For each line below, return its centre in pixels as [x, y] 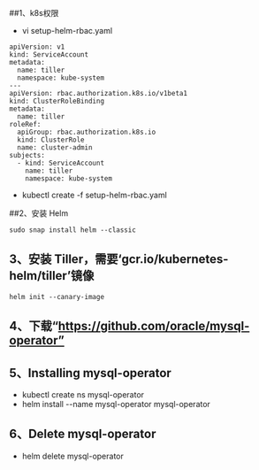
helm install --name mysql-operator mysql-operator [116, 405]
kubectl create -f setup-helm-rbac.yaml [95, 195]
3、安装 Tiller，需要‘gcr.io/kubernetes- [119, 259]
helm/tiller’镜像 [52, 276]
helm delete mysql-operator [72, 456]
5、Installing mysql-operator [91, 373]
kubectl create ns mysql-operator [83, 395]
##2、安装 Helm [39, 213]
